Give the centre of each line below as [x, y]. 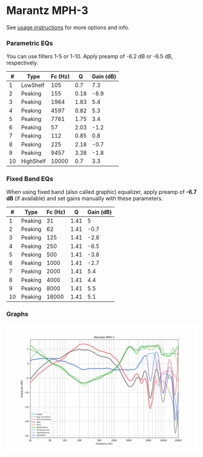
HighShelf [33, 161]
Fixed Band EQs [30, 179]
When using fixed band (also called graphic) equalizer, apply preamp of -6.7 [101, 192]
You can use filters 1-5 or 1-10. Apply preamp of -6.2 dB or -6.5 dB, [90, 57]
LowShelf [33, 85]
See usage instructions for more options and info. [68, 27]
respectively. [22, 63]
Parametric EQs [30, 43]
